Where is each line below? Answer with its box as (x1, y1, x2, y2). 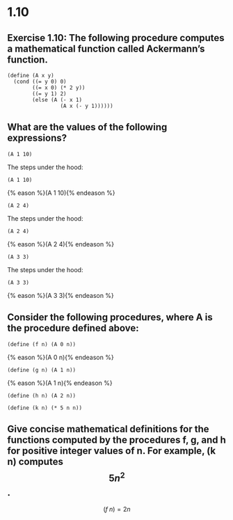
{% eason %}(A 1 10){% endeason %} (7, 189, 116, 197)
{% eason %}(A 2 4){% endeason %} (7, 239, 115, 248)
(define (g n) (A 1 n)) (7, 366, 77, 373)
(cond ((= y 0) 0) (13, 78, 67, 85)
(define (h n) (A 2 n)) (7, 392, 77, 399)
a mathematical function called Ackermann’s (7, 42, 205, 54)
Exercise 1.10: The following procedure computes (7, 32, 225, 44)
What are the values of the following (7, 121, 168, 133)
